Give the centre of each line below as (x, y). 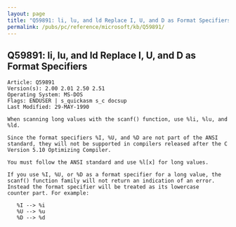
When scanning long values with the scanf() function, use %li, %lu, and (118, 119)
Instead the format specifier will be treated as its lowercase (103, 187)
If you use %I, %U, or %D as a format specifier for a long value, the (114, 175)
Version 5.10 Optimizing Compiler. (59, 150)
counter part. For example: (48, 193)
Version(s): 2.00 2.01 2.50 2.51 (56, 89)
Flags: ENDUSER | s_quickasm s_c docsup (67, 101)
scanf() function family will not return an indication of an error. (111, 181)
